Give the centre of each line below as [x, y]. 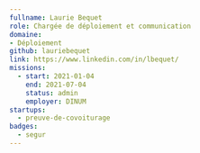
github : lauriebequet [50, 51]
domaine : [26, 34]
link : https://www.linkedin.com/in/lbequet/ [94, 59]
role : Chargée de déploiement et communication [100, 26]
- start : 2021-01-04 [56, 76]
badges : [24, 127]
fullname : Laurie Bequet [56, 18]
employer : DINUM [56, 101]
